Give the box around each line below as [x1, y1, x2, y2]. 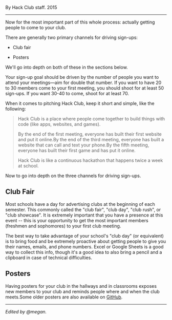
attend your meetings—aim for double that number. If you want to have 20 [5, 79, 162, 86]
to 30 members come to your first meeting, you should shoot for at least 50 [5, 85, 164, 91]
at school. [17, 163, 39, 168]
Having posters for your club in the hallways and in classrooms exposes [5, 283, 157, 289]
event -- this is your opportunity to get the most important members [5, 217, 148, 223]
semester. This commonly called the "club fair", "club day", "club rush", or [5, 206, 161, 212]
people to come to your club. [5, 25, 67, 30]
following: [5, 106, 26, 112]
